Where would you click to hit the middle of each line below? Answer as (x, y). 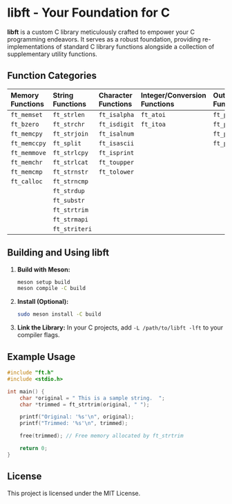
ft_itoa (153, 124)
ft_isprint (116, 153)
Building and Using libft (58, 253)
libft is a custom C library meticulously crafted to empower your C (101, 32)
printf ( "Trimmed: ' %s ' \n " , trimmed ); (74, 424)
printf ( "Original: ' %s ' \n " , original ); (77, 417)
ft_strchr (69, 124)
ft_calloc (27, 181)
